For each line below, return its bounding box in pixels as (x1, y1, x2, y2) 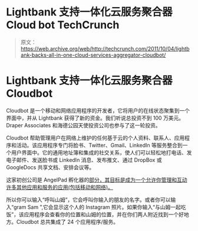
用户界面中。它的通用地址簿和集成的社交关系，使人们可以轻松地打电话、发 (11, 148, 192, 156)
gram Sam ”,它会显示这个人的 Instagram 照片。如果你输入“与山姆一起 (14, 203, 181, 210)
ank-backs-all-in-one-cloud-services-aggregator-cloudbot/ (20, 51, 166, 58)
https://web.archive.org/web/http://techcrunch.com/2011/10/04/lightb (20, 45, 190, 52)
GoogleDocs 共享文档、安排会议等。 (6, 163, 95, 171)
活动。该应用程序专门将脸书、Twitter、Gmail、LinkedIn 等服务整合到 (16, 141, 183, 148)
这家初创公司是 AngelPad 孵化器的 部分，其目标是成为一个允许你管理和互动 (6, 176, 187, 183)
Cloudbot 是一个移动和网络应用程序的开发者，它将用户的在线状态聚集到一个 (6, 107, 190, 114)
